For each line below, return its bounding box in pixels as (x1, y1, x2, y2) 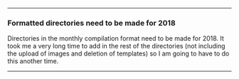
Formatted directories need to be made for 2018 (7, 18, 176, 28)
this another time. (7, 57, 59, 65)
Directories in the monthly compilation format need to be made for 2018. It (7, 34, 224, 43)
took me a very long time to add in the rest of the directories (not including (7, 42, 225, 51)
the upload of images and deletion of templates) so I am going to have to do (7, 49, 230, 58)
